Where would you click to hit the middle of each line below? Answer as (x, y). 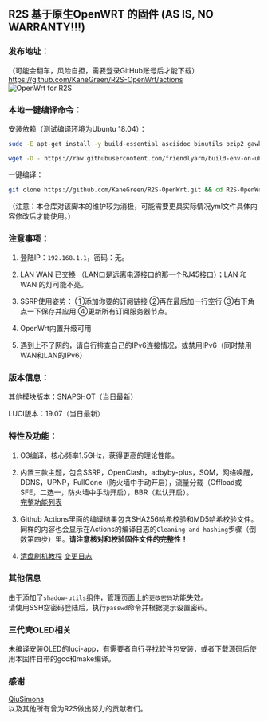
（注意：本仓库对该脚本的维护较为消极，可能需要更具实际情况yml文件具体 (130, 206)
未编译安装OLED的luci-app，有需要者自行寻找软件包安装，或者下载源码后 (129, 649)
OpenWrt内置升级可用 (55, 328)
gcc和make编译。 (86, 659)
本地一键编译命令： (45, 110)
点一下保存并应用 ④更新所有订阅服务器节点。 (96, 311)
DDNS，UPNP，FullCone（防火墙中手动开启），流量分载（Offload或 (131, 482)
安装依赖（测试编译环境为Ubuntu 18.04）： (77, 128)
